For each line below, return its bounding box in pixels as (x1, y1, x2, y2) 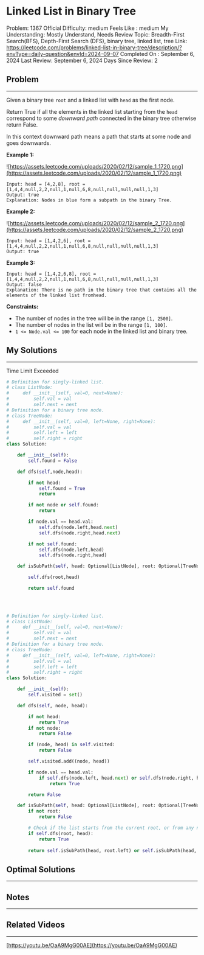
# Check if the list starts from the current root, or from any (28, 825, 194, 831)
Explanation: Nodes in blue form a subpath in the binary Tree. (6, 197, 172, 203)
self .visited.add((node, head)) (28, 758, 110, 764)
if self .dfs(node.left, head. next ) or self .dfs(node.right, (38, 775, 194, 781)
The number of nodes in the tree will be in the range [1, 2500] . (15, 315, 173, 322)
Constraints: (6, 303, 39, 310)
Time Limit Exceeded (6, 367, 59, 374)
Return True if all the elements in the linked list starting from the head (6, 108, 178, 115)
